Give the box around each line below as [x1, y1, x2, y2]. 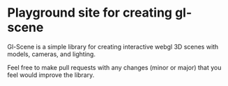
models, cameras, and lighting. [7, 50, 96, 58]
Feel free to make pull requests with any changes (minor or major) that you [7, 63, 222, 71]
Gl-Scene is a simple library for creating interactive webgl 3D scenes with [7, 42, 219, 51]
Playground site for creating [7, 5, 173, 21]
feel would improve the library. [7, 71, 95, 79]
